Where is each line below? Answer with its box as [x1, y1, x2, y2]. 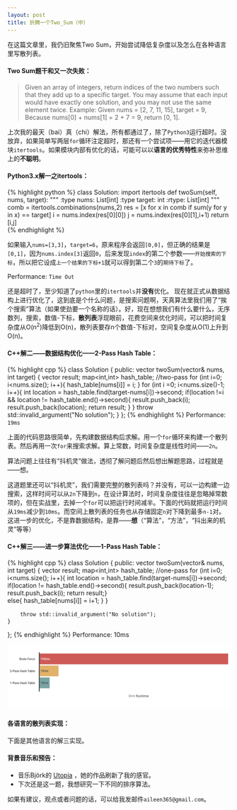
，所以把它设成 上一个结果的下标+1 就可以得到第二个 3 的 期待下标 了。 [12, 257, 197, 266]
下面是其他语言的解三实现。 [7, 736, 88, 745]
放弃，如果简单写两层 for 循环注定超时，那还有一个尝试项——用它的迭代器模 [7, 136, 228, 145]
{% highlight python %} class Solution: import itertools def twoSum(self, [7, 188, 217, 196]
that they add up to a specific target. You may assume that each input [24, 90, 228, 99]
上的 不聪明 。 [7, 154, 45, 162]
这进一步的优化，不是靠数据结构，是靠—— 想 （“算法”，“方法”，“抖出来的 [7, 516, 219, 524]
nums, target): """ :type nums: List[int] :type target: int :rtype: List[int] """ [7, 195, 220, 204]
